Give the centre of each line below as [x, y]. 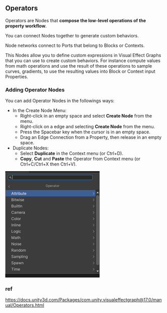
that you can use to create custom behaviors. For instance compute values [83, 61]
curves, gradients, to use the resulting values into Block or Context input [80, 71]
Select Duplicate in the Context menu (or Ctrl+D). [72, 153]
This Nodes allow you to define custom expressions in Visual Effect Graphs [83, 55]
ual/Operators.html [25, 305]
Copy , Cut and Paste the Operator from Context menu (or [80, 159]
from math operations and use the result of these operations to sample [79, 66]
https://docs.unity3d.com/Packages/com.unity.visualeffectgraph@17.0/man [84, 300]
